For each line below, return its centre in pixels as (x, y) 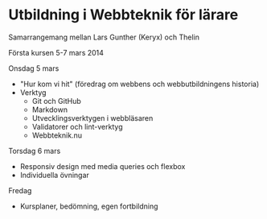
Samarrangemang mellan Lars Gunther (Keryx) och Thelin (104, 37)
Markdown (50, 109)
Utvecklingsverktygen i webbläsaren (92, 118)
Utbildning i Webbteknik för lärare (123, 15)
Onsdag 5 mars (34, 68)
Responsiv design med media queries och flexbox (103, 166)
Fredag (20, 190)
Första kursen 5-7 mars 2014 (56, 52)
